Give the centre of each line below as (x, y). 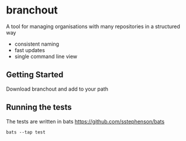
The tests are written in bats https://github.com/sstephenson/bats (85, 121)
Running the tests (39, 107)
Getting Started (35, 75)
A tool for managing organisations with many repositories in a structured (93, 26)
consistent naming (37, 44)
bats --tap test (26, 132)
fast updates (30, 50)
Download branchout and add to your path (57, 89)
